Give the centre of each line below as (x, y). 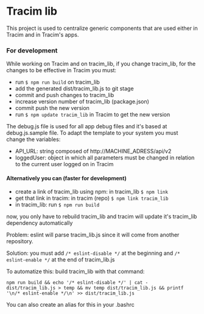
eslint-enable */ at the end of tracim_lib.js (61, 260)
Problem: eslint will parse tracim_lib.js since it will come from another (93, 235)
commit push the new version (52, 108)
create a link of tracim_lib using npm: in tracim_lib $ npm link (92, 192)
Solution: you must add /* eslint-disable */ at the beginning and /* (93, 253)
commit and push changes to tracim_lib (65, 95)
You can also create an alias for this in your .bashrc (71, 305)
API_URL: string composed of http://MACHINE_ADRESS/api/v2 (93, 152)
